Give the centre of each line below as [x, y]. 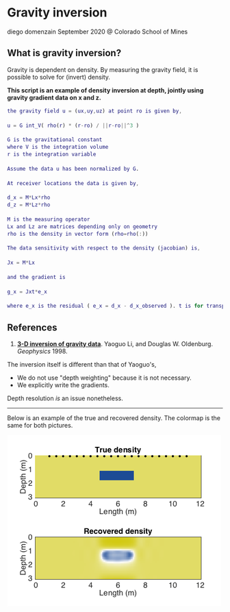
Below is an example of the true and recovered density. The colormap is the [114, 418]
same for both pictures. [40, 426]
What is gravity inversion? [64, 53]
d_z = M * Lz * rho [29, 205]
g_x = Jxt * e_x [27, 292]
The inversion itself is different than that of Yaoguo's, [82, 365]
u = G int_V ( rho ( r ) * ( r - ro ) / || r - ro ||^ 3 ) [73, 125]
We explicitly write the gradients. [63, 385]
